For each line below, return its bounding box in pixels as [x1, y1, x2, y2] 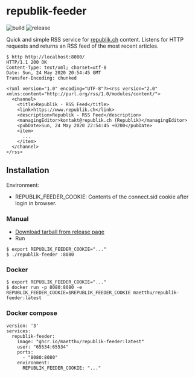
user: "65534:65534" [17, 344, 69, 350]
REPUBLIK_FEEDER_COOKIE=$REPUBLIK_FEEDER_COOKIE [6, 290, 131, 296]
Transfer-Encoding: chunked [6, 75, 77, 81]
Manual [6, 214, 29, 223]
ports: [17, 349, 34, 355]
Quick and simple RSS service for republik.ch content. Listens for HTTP [6, 36, 184, 43]
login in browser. [14, 199, 57, 206]
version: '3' [6, 323, 39, 329]
